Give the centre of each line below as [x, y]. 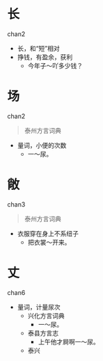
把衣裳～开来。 [49, 242]
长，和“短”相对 [39, 48]
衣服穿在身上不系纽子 [48, 233]
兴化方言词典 [46, 315]
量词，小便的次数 [42, 145]
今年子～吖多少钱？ [55, 65]
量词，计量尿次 [39, 307]
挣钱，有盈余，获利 [45, 57]
